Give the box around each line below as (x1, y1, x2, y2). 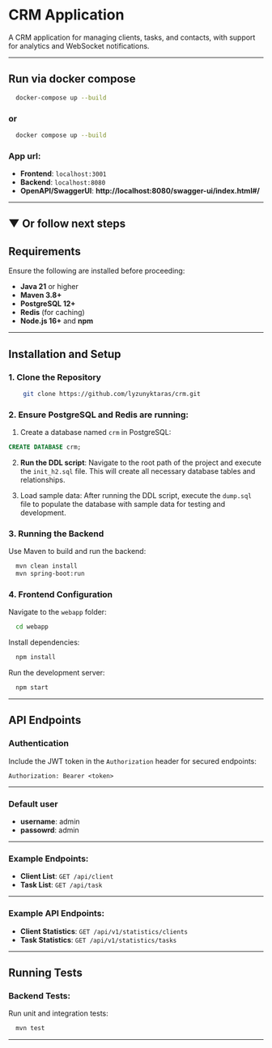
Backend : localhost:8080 (19, 177, 106, 187)
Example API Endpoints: (8, 908, 105, 919)
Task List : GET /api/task (19, 880, 103, 890)
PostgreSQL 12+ (19, 299, 76, 309)
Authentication (8, 738, 69, 749)
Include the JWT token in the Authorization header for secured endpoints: (8, 756, 257, 766)
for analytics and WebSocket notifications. (8, 40, 150, 50)
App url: (8, 150, 41, 161)
